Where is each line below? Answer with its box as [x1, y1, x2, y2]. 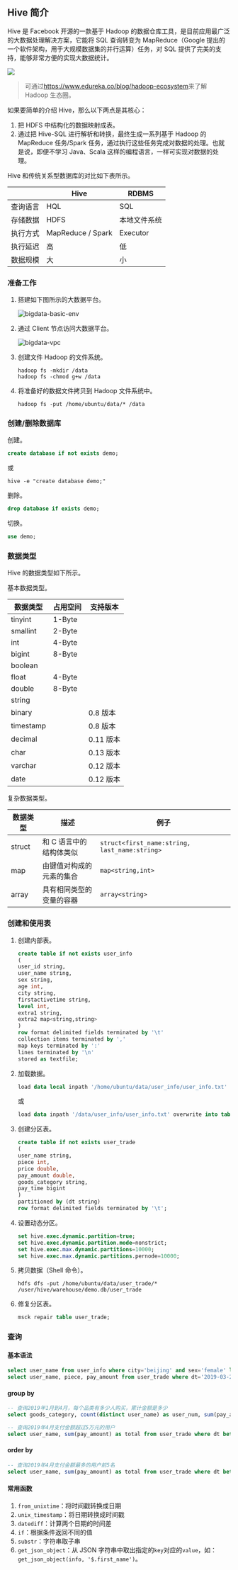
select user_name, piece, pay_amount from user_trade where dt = [7, 1374, 201, 1381]
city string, [17, 989, 57, 997]
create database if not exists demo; [7, 450, 119, 457]
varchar [11, 761, 37, 771]
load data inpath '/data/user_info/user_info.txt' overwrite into [17, 1111, 218, 1118]
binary [11, 708, 33, 718]
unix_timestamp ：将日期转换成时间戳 [17, 1510, 125, 1518]
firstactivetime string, [17, 996, 91, 1003]
